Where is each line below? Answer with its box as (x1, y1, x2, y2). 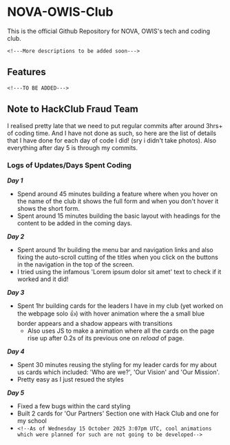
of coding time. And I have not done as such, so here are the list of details (7, 129, 217, 137)
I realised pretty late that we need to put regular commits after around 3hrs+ (7, 121, 223, 130)
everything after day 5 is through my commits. (7, 143, 138, 152)
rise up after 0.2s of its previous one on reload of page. (27, 333, 185, 342)
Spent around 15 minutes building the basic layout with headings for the (17, 211, 220, 220)
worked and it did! (17, 275, 69, 283)
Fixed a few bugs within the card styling (17, 402, 131, 410)
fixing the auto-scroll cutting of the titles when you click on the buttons (17, 253, 218, 261)
